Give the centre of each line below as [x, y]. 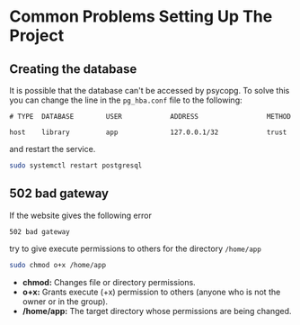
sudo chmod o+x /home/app [57, 265]
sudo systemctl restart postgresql [76, 166]
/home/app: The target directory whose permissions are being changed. [157, 311]
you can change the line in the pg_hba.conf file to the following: [126, 100]
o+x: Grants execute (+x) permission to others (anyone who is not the [151, 292]
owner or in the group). [65, 301]
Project [37, 36]
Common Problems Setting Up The [141, 17]
